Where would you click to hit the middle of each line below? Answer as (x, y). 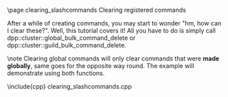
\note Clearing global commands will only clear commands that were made (113, 58)
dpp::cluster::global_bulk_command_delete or (71, 38)
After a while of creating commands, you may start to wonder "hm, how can (114, 23)
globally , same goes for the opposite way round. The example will (101, 66)
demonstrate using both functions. (56, 73)
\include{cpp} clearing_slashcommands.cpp (69, 86)
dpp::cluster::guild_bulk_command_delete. (67, 45)
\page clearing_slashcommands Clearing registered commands (97, 10)
